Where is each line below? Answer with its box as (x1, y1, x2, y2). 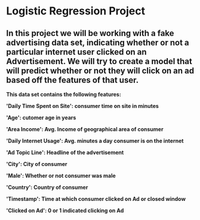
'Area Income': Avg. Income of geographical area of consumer (6, 126, 164, 132)
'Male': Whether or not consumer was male (6, 172, 116, 179)
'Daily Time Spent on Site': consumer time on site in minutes (6, 103, 159, 109)
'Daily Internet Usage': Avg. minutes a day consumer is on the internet (6, 137, 184, 144)
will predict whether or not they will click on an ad (6, 65, 195, 76)
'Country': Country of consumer (6, 184, 88, 191)
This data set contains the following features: (6, 91, 121, 98)
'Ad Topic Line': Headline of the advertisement (6, 149, 124, 156)
